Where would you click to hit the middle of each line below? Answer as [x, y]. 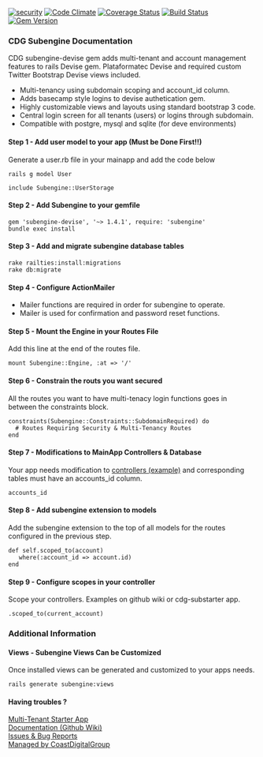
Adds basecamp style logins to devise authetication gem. [113, 99]
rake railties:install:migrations [65, 263]
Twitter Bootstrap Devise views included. [74, 75]
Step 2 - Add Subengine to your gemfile [74, 205]
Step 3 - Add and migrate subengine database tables [96, 246]
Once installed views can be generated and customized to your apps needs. [131, 670]
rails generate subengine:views [61, 684]
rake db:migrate [35, 270]
